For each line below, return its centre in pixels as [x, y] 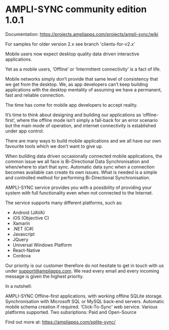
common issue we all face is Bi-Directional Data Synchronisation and [77, 161]
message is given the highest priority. [44, 276]
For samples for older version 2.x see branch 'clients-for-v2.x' [70, 44]
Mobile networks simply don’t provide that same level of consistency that [82, 79]
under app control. [25, 131]
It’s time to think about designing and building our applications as [73, 115]
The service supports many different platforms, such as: [64, 203]
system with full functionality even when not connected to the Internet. [79, 193]
